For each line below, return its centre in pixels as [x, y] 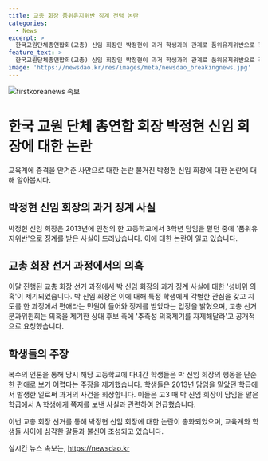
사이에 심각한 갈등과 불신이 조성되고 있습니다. [93, 431]
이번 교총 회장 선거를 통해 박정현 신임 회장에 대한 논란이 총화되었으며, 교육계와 [130, 422]
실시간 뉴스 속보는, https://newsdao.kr [69, 448]
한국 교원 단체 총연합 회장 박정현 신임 [121, 126]
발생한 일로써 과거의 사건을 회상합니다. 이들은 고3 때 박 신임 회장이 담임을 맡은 [138, 395]
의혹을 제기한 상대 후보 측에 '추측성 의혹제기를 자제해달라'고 [142, 317]
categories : [28, 23]
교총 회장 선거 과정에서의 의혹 [76, 265]
